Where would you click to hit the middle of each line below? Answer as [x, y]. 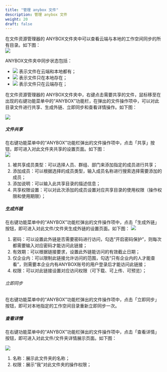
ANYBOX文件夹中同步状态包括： [39, 61]
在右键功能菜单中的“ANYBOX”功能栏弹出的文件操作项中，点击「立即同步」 [82, 300]
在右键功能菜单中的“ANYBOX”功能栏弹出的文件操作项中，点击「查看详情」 [82, 332]
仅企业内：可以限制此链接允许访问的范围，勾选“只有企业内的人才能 [81, 258]
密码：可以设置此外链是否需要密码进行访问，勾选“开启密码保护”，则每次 [87, 239]
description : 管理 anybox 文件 [36, 15]
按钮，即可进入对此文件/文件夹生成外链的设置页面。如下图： [68, 229]
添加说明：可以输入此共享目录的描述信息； [56, 183]
